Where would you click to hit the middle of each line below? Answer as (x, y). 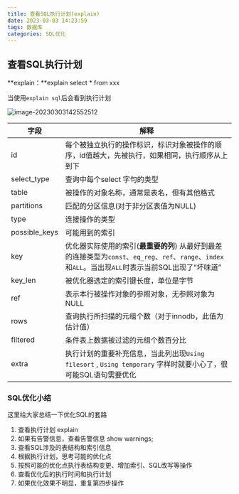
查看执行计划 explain (48, 430)
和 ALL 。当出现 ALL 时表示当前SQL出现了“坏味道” (143, 267)
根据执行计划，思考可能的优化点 (64, 456)
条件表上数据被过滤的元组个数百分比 (126, 340)
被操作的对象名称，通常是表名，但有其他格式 (140, 193)
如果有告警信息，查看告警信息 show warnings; (85, 439)
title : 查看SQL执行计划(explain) (54, 14)
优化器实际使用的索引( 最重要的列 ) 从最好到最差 (144, 246)
